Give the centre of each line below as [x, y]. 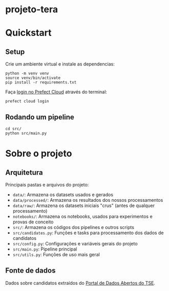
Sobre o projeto [39, 153]
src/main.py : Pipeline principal [45, 249]
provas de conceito [33, 222]
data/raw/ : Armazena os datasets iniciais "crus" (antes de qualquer [84, 205]
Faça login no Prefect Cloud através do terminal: [56, 92]
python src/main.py [26, 133]
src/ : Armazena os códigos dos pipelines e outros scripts [73, 227]
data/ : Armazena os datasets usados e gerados [63, 195]
